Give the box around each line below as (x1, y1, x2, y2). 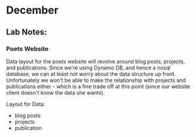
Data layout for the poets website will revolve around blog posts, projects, (6, 58, 185, 65)
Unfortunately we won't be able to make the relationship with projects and (6, 76, 186, 83)
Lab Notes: (6, 27, 47, 37)
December (6, 4, 59, 17)
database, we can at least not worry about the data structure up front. (6, 70, 176, 77)
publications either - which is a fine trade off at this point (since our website (6, 83, 191, 90)
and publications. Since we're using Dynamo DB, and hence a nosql (6, 64, 171, 71)
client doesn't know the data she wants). (6, 89, 105, 96)
